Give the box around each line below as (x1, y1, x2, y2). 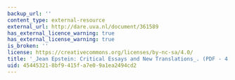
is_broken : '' (7, 42, 49, 49)
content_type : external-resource (7, 17, 106, 24)
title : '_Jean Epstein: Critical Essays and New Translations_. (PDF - (7, 56, 222, 63)
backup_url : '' (7, 10, 52, 17)
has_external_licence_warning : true (7, 29, 115, 37)
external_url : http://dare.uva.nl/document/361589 (7, 23, 159, 30)
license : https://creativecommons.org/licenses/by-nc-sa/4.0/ (7, 49, 193, 56)
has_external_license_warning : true (7, 36, 115, 43)
